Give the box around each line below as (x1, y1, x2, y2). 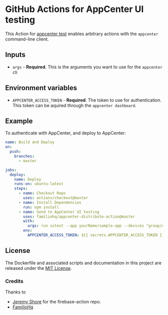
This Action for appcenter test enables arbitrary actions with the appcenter (5, 31, 158, 37)
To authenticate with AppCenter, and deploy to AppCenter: (5, 130, 126, 136)
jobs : (5, 167, 16, 172)
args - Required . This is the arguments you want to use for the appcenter (12, 64, 162, 70)
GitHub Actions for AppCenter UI (5, 4, 144, 15)
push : (9, 149, 21, 154)
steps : (14, 186, 28, 191)
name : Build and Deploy (5, 140, 55, 145)
